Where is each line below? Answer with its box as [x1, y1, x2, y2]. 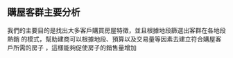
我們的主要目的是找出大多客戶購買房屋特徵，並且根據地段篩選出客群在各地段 [7, 26, 226, 35]
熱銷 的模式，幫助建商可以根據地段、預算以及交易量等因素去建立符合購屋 [7, 35, 216, 43]
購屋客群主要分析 [7, 6, 80, 19]
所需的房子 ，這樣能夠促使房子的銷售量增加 [12, 43, 137, 52]
